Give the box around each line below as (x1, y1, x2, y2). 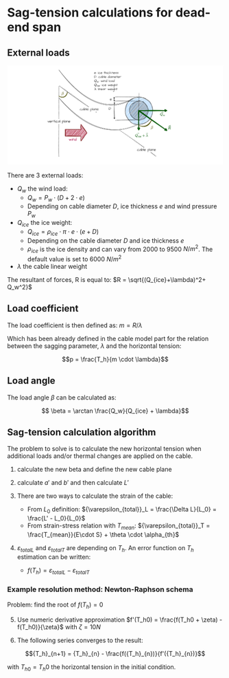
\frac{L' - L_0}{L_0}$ (27, 514, 86, 523)
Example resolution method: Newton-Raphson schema (7, 584, 193, 594)
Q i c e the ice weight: (16, 219, 73, 228)
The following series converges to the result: (16, 636, 143, 644)
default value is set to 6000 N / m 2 (27, 254, 122, 263)
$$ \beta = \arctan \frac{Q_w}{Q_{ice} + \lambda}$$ (41, 406, 189, 415)
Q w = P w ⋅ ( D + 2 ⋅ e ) (27, 193, 86, 204)
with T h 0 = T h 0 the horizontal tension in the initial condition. (7, 662, 176, 672)
